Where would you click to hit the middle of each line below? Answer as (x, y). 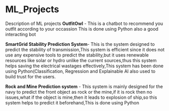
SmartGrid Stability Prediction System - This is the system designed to (80, 44)
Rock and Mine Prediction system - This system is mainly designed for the (84, 86)
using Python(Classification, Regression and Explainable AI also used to (80, 71)
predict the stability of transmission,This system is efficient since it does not (85, 49)
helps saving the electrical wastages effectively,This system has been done (84, 66)
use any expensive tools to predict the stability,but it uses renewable (77, 55)
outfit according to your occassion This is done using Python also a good (82, 29)
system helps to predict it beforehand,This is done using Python (72, 102)
